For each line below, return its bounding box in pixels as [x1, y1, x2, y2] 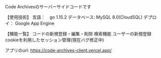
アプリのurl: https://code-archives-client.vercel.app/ [5, 48, 112, 53]
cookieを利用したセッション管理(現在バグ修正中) [5, 37, 105, 43]
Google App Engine [14, 21, 55, 26]
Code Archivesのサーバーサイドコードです [5, 4, 91, 9]
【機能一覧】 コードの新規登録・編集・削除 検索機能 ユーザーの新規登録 [5, 31, 152, 36]
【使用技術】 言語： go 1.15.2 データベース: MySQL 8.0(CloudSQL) [5, 14, 143, 20]
